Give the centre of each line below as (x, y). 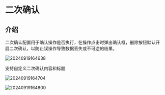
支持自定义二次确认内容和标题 (35, 68)
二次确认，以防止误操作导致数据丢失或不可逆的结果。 (63, 48)
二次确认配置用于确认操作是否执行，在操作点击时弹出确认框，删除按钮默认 (80, 42)
